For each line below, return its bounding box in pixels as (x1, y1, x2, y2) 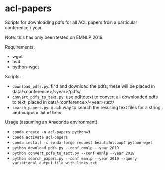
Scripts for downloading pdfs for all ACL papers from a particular (5, 19, 138, 25)
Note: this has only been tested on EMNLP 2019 (5, 34, 103, 40)
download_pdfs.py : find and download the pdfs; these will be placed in (12, 83, 155, 89)
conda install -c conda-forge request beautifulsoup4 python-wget (12, 140, 153, 145)
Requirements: (5, 44, 35, 50)
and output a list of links (12, 110, 62, 115)
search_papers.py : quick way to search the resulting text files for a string (12, 104, 161, 110)
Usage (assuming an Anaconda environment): (5, 119, 99, 125)
